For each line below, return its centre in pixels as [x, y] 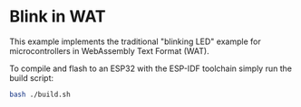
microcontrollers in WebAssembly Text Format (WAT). [110, 50]
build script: [32, 77]
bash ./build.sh [40, 94]
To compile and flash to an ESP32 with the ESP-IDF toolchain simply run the [151, 68]
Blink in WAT [58, 17]
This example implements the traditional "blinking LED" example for [135, 41]
